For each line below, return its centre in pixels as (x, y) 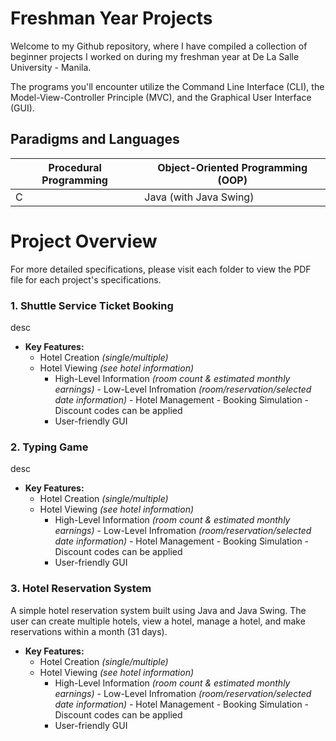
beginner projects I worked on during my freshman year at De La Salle (155, 56)
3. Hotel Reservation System (81, 589)
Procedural (75, 167)
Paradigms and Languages (95, 139)
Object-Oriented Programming (232, 167)
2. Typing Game (49, 447)
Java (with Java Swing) (199, 197)
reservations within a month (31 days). (89, 631)
